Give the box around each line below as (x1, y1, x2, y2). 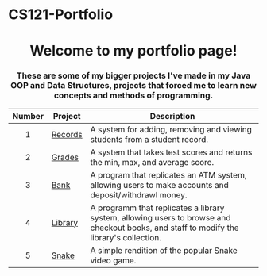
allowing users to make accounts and (90, 179, 229, 190)
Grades (51, 151, 79, 163)
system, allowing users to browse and (90, 212, 231, 223)
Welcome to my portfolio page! (29, 42, 238, 60)
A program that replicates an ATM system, (90, 169, 247, 180)
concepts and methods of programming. (53, 90, 214, 101)
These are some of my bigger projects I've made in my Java (16, 70, 251, 81)
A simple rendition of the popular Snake (90, 244, 238, 255)
